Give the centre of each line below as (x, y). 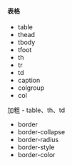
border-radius (38, 140)
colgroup (31, 88)
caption (29, 80)
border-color (36, 155)
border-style (36, 147)
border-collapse (41, 132)
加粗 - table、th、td (36, 110)
